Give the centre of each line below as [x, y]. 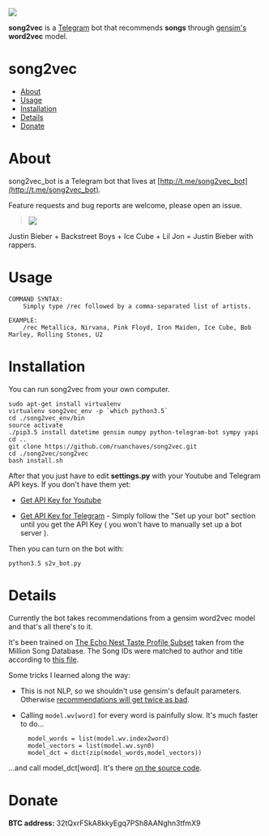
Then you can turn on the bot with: [66, 548]
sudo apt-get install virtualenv [65, 404]
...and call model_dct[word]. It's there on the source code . [105, 768]
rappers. [23, 245]
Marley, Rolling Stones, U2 [56, 335]
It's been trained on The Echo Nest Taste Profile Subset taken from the [126, 642]
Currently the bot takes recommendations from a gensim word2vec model [132, 618]
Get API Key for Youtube [60, 500]
